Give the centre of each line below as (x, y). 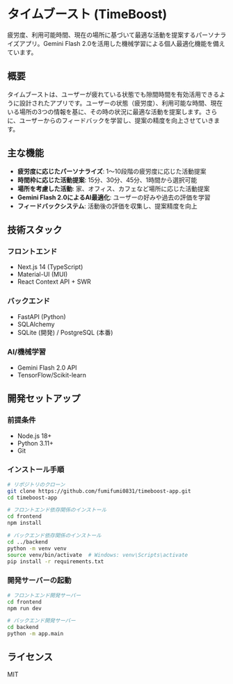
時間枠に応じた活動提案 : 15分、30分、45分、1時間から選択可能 (107, 180)
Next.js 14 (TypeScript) (50, 267)
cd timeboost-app (32, 498)
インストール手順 (36, 470)
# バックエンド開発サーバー (41, 621)
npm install (24, 523)
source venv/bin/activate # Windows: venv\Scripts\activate (98, 555)
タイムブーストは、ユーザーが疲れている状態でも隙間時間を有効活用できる (113, 94)
